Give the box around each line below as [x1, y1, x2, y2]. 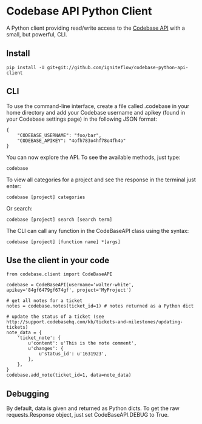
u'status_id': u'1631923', [38, 351, 107, 357]
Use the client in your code [6, 255, 110, 265]
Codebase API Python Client [6, 4, 152, 18]
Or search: [6, 204, 33, 212]
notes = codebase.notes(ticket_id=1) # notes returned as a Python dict [6, 303, 194, 309]
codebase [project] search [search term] [6, 217, 113, 223]
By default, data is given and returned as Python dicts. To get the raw [6, 405, 180, 412]
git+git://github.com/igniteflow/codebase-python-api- [47, 64, 189, 70]
